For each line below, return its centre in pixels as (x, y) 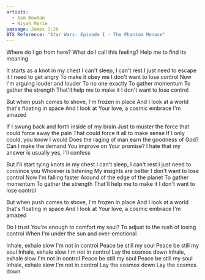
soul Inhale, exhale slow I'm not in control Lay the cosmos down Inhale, (96, 252)
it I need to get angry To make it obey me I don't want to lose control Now (99, 77)
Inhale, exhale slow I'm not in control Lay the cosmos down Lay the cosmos (102, 265)
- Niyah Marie (30, 23)
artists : (17, 12)
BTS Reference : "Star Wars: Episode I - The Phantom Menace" (86, 35)
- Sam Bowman (28, 18)
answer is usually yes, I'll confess (48, 153)
